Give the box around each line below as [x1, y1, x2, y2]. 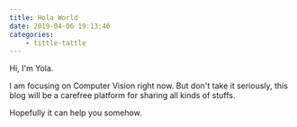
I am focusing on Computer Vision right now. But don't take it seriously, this [9, 80, 288, 91]
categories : [9, 30, 54, 39]
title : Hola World [9, 13, 78, 23]
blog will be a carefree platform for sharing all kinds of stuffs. [9, 90, 236, 101]
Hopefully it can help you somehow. [9, 107, 142, 118]
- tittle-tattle [25, 38, 87, 48]
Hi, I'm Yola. [9, 63, 54, 74]
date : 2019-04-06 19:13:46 [9, 22, 111, 31]
